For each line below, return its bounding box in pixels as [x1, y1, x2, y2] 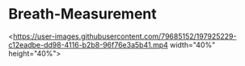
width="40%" [169, 39, 216, 49]
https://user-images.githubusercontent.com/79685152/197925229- [13, 31, 237, 41]
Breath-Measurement [8, 5, 158, 23]
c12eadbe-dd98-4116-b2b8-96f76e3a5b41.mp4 [8, 39, 168, 49]
